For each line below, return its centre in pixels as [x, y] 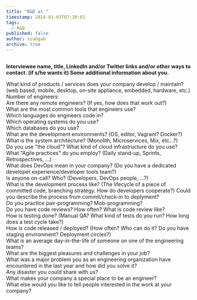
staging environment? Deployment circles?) [59, 234]
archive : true [24, 45]
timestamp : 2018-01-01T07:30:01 [46, 17]
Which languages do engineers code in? [55, 115]
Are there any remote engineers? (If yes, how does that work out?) [86, 103]
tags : [13, 22]
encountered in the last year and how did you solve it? [71, 265]
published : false [27, 34]
